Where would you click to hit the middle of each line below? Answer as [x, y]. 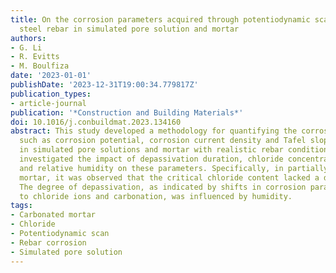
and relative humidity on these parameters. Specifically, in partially [174, 168]
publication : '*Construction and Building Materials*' [127, 112]
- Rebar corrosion [48, 242]
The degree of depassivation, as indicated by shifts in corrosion [163, 187]
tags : [21, 206]
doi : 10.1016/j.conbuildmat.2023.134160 [96, 122]
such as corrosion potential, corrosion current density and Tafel [163, 141]
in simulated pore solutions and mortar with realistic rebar [151, 150]
